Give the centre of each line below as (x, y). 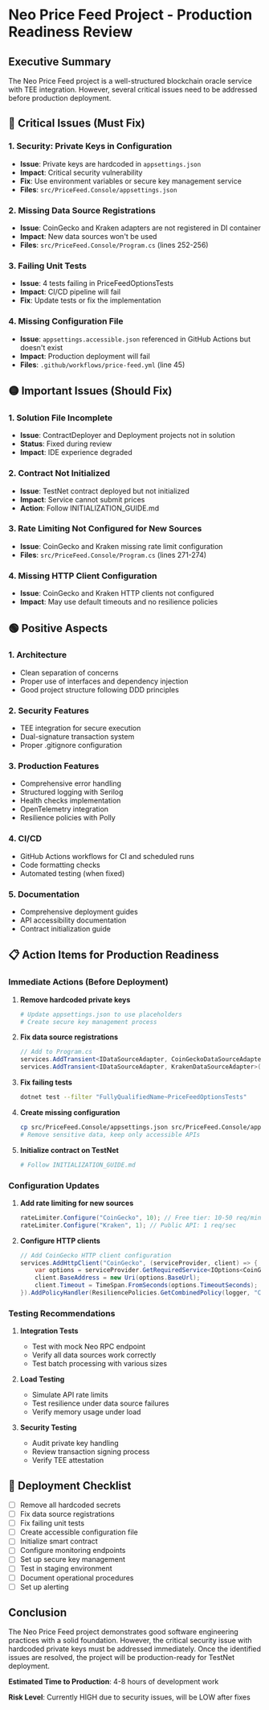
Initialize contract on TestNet (69, 1150)
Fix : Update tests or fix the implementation (90, 300)
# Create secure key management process (88, 1022)
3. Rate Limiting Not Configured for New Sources (105, 529)
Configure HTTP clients (60, 1241)
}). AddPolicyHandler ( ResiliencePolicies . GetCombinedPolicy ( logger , (135, 1293)
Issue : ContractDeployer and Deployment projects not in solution (127, 436)
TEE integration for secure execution (80, 728)
